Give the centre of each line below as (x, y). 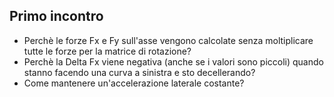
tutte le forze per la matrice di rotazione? (107, 51)
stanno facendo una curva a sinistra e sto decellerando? (139, 72)
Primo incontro (56, 16)
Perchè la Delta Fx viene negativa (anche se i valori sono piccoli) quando (173, 61)
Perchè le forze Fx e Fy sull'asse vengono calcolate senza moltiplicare (168, 40)
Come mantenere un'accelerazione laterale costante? (134, 83)
